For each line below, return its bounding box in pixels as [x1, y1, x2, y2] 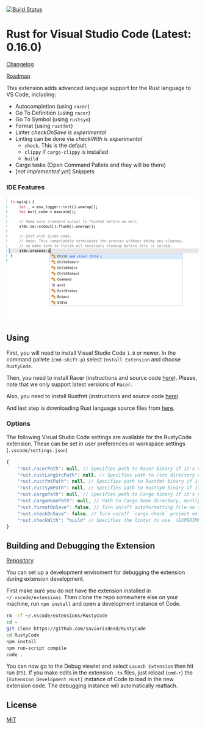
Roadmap [6, 72, 31, 80]
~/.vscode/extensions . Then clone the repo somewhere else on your [6, 594, 179, 601]
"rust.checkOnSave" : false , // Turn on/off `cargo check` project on [17, 510, 198, 517]
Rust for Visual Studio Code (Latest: [6, 28, 192, 41]
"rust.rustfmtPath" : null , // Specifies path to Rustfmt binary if [17, 478, 192, 485]
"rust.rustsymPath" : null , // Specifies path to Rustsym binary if [17, 485, 192, 491]
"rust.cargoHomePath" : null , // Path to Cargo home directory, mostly [17, 498, 201, 504]
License [6, 700, 37, 710]
